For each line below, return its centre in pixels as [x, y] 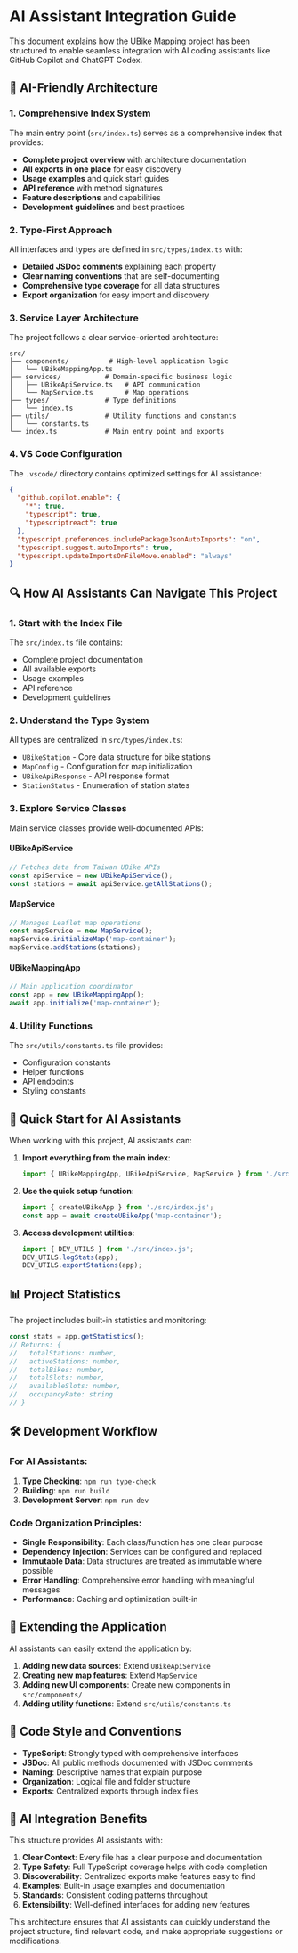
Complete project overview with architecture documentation [134, 159]
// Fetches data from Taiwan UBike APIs [85, 867]
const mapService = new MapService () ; [81, 931]
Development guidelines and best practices [103, 207]
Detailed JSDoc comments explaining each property [119, 266]
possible [38, 1570]
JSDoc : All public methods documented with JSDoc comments [137, 1762]
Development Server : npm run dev [85, 1500]
